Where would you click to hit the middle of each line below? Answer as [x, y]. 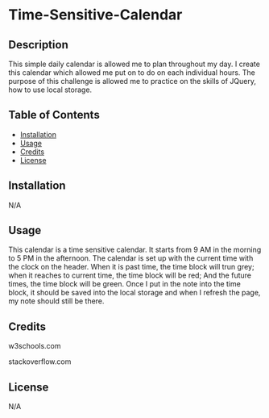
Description [38, 45]
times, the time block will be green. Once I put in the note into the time [125, 284]
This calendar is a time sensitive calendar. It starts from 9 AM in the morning [135, 250]
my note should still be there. [56, 301]
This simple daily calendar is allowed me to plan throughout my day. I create [134, 64]
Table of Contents [54, 115]
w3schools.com [35, 346]
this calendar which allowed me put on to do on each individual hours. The [132, 73]
